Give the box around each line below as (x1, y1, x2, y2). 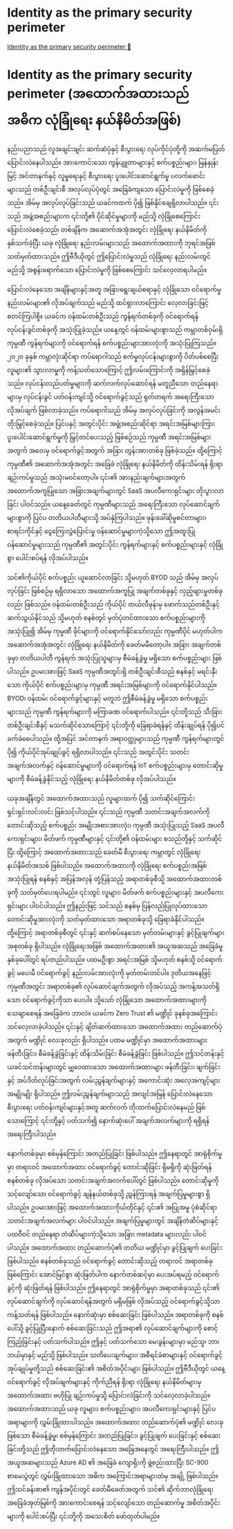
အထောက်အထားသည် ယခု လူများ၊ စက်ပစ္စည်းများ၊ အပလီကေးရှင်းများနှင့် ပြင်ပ (7, 1404, 216, 1413)
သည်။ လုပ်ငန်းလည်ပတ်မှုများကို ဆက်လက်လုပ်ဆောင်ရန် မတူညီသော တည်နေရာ (7, 379, 218, 387)
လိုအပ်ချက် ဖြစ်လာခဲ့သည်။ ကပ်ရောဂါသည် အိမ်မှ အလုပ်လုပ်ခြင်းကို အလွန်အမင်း (7, 405, 221, 414)
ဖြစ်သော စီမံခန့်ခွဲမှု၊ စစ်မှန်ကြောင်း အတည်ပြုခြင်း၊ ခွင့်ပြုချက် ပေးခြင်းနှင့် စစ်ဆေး (7, 1431, 221, 1440)
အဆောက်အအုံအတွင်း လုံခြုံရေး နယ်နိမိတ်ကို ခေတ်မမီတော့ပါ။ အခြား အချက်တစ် (7, 640, 221, 649)
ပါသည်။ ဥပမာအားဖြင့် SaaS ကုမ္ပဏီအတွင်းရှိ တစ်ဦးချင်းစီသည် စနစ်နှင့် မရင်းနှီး (7, 667, 218, 675)
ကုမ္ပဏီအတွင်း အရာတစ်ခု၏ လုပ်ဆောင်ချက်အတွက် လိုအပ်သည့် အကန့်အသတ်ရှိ (7, 982, 220, 990)
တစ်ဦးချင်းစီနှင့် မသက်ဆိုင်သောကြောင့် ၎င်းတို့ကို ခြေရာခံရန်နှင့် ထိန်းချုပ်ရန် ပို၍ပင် (7, 721, 225, 729)
